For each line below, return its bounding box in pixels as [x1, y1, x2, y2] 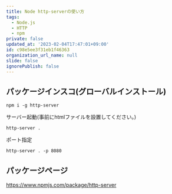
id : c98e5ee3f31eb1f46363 [6, 47, 70, 53]
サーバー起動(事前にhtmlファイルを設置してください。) [6, 113, 137, 121]
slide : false [6, 58, 38, 63]
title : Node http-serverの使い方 [6, 8, 85, 15]
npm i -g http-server [6, 102, 59, 109]
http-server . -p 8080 [6, 148, 62, 154]
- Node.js [11, 19, 35, 25]
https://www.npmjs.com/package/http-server [6, 182, 117, 188]
